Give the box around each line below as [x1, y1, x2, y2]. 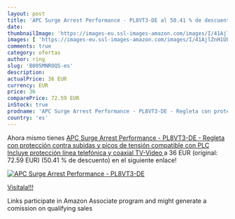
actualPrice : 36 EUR [7, 75, 68, 83]
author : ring [7, 56, 45, 63]
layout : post [7, 10, 45, 17]
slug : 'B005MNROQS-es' [7, 62, 73, 69]
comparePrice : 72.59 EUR [7, 95, 80, 102]
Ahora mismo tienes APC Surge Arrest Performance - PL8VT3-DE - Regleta [7, 134, 225, 142]
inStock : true [7, 101, 49, 108]
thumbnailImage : [7, 29, 55, 37]
